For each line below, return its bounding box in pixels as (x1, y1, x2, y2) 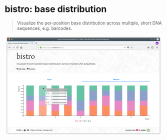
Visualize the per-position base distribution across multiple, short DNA (16, 20, 162, 26)
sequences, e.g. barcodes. (16, 25, 72, 31)
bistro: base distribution (4, 3, 107, 15)
